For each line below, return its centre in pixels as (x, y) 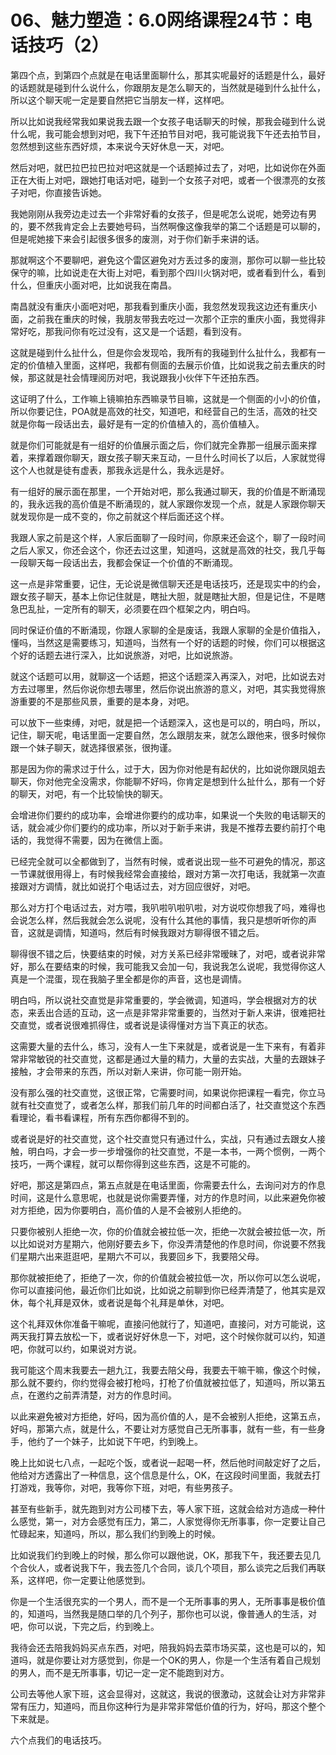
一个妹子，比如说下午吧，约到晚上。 (128, 1441)
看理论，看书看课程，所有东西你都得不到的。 (102, 1117)
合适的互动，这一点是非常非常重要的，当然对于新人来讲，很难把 (185, 1012)
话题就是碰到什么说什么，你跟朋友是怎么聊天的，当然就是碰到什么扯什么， (172, 87)
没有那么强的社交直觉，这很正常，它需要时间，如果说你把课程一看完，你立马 (168, 1092)
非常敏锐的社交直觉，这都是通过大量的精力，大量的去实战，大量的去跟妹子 (172, 1058)
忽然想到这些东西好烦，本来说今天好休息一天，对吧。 (120, 146)
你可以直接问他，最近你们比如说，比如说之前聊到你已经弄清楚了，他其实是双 (168, 1290)
